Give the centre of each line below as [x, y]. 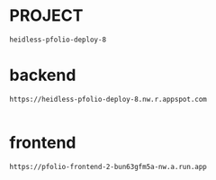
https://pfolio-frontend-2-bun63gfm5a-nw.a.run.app [108, 166]
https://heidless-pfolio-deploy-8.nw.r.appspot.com [108, 99]
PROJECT [46, 16]
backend [43, 75]
